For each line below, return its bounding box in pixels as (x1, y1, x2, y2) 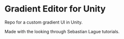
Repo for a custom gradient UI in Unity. (4, 19, 83, 25)
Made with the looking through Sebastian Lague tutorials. (4, 28, 120, 34)
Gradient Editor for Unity (4, 3, 106, 14)
